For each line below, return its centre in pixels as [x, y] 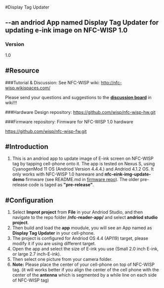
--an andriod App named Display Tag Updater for [82, 22]
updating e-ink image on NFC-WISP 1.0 [66, 30]
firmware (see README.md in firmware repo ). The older [82, 180]
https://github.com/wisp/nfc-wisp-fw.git [46, 131]
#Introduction [27, 147]
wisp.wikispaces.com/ [28, 88]
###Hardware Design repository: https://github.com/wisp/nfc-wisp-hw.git [80, 112]
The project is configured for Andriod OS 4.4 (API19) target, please [80, 238]
